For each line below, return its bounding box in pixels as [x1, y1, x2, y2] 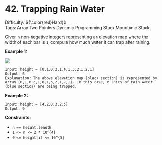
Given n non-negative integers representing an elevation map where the [5, 34, 149, 40]
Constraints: [5, 114, 31, 120]
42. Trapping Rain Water [5, 3, 105, 15]
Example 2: [5, 92, 28, 98]
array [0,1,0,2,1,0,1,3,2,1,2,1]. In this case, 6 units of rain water [5, 80, 153, 84]
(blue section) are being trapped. [5, 84, 77, 89]
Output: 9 [5, 106, 25, 111]
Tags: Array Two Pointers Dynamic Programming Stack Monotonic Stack [5, 24, 150, 30]
